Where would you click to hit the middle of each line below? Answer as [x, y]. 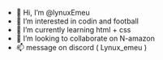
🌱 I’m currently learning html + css [73, 30]
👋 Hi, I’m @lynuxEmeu [53, 13]
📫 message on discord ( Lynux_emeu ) [81, 47]
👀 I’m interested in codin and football [77, 21]
